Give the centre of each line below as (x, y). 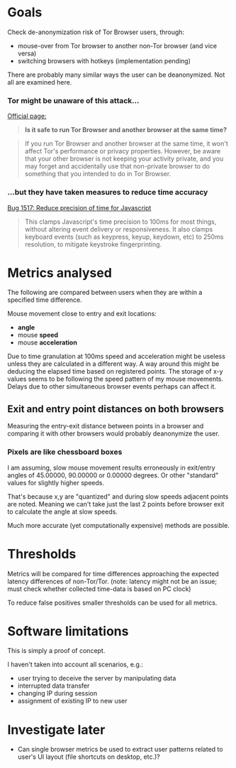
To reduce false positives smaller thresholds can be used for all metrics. (112, 602)
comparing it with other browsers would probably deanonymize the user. (113, 433)
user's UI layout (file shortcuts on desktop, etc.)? (89, 757)
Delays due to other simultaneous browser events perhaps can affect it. (112, 386)
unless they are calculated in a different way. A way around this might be (113, 364)
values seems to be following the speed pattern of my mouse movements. (116, 379)
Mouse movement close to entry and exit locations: (82, 314)
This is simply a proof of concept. (56, 651)
